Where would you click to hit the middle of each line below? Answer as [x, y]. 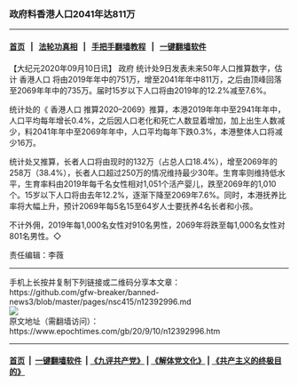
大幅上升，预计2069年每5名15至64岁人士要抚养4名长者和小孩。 [141, 205]
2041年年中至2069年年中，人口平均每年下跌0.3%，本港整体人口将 [154, 132]
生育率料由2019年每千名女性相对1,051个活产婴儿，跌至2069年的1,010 [150, 183]
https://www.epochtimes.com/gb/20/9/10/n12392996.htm [115, 331]
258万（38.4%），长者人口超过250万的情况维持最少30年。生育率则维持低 [143, 172]
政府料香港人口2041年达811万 [72, 13]
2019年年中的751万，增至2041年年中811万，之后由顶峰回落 [175, 79]
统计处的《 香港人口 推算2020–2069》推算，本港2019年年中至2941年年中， [147, 109]
